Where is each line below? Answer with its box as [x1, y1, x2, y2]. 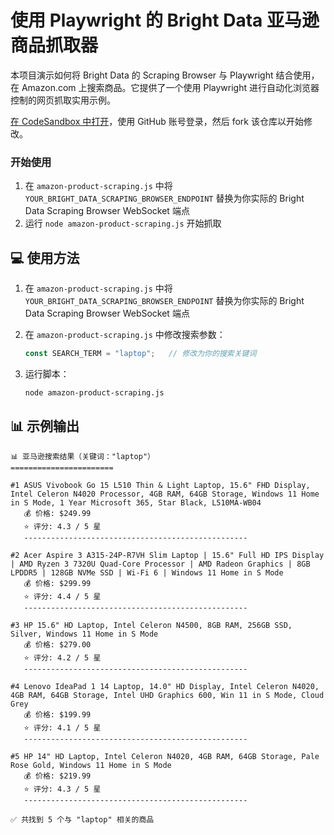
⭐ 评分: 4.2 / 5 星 [23, 652, 102, 663]
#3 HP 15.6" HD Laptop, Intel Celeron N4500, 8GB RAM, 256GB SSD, [10, 620, 293, 630]
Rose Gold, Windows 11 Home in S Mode [10, 760, 172, 770]
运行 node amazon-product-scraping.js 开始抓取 [24, 217, 222, 230]
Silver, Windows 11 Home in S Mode [10, 629, 159, 639]
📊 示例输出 [10, 418, 80, 435]
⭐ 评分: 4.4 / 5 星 [23, 591, 102, 601]
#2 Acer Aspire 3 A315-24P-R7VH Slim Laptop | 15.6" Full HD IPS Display [10, 550, 325, 560]
